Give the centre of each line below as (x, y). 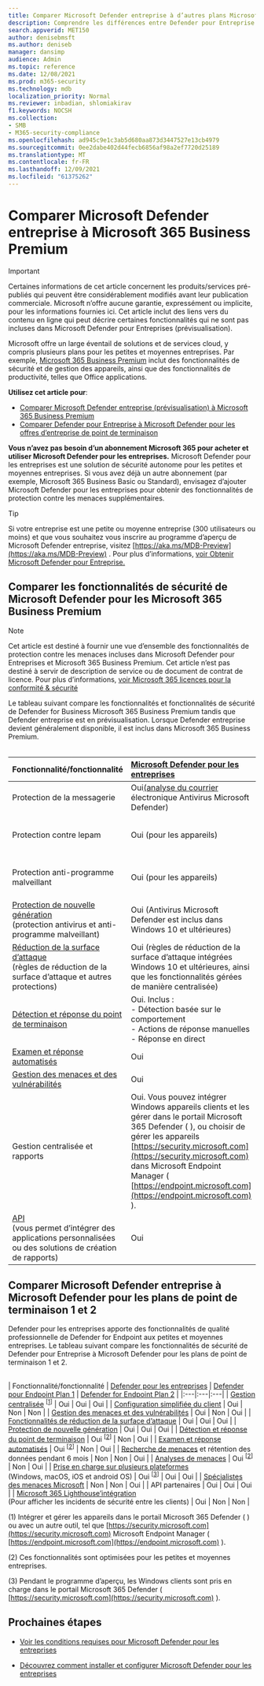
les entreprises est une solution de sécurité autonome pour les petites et (125, 464)
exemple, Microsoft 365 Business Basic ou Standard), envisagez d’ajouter (127, 481)
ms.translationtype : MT (47, 154)
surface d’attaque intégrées (182, 957)
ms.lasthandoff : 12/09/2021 (54, 169)
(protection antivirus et (54, 925)
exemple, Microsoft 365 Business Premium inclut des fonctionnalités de (124, 360)
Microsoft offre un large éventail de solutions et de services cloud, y (119, 343)
